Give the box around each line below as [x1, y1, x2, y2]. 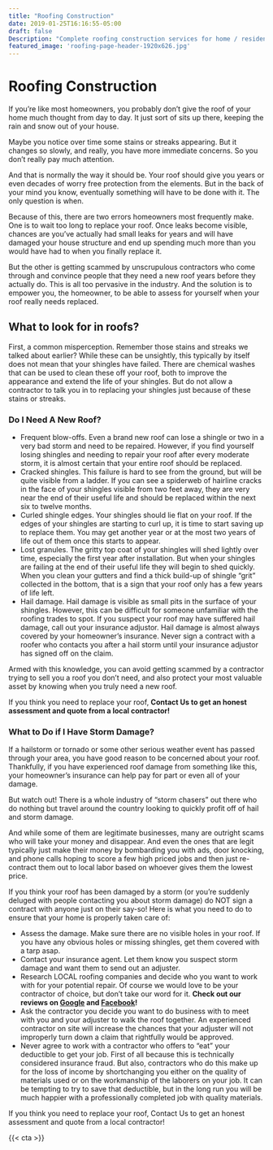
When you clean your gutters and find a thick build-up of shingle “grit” [19, 571, 256, 581]
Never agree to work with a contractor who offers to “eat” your [19, 1041, 230, 1051]
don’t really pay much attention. [8, 155, 115, 164]
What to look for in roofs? [8, 320, 140, 334]
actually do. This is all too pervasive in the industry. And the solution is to [8, 280, 253, 290]
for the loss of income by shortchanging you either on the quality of [19, 1067, 247, 1077]
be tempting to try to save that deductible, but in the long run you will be [19, 1084, 262, 1094]
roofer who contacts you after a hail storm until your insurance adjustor [19, 640, 258, 650]
